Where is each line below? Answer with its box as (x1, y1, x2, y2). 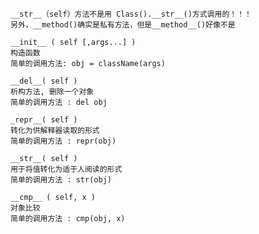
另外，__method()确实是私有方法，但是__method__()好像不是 (10, 20, 236, 30)
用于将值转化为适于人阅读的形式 (10, 164, 123, 174)
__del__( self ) (10, 76, 78, 86)
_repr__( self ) (10, 115, 78, 125)
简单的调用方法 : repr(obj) (10, 136, 117, 146)
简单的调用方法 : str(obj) (10, 175, 112, 185)
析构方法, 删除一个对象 (10, 87, 95, 97)
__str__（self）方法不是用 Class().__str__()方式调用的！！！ (10, 9, 252, 19)
